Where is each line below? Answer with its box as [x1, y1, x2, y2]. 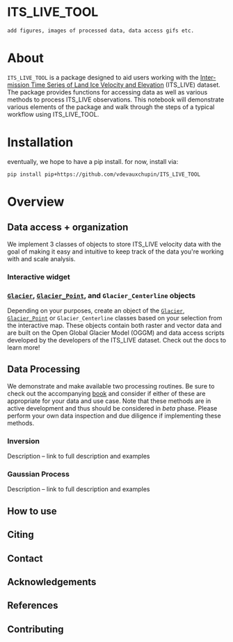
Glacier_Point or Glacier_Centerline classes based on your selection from [7, 314, 223, 322]
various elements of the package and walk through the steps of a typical [7, 102, 215, 111]
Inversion [7, 436, 40, 445]
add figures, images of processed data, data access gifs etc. [7, 27, 195, 34]
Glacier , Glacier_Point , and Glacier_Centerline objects [7, 290, 196, 300]
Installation [7, 135, 74, 150]
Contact [7, 552, 43, 564]
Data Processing [7, 363, 81, 375]
